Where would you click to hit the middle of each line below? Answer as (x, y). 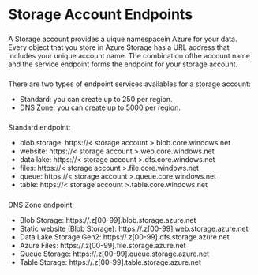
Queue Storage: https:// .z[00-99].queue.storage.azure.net (114, 254)
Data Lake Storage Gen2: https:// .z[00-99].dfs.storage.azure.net (125, 237)
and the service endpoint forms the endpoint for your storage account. (123, 64)
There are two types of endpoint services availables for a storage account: (129, 84)
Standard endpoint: (39, 127)
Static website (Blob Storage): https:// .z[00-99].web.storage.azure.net (134, 228)
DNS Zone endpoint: (41, 205)
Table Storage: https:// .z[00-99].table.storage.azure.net (110, 262)
